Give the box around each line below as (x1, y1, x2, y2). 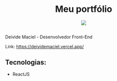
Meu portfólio (55, 3, 113, 15)
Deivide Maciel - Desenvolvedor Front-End (5, 34, 93, 40)
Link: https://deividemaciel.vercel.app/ (5, 44, 84, 50)
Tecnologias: (5, 58, 46, 67)
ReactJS (12, 71, 30, 78)
